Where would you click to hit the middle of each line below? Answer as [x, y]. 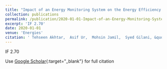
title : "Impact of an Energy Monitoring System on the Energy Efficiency [83, 10]
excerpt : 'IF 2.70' [25, 24]
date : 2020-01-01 [23, 28]
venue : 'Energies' [24, 33]
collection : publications [32, 14]
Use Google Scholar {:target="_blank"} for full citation [60, 61]
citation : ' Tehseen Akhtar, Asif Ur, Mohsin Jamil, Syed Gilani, [79, 38]
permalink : [16, 19]
